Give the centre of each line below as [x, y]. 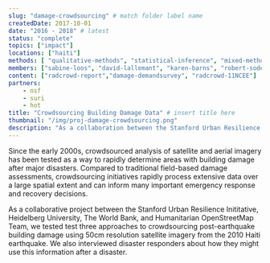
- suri [34, 98]
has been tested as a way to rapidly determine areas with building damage [131, 159]
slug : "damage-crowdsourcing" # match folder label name [106, 16]
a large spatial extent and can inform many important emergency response [132, 185]
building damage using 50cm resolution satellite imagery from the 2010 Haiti [135, 235]
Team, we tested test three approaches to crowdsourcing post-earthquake [132, 226]
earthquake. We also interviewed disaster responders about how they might [134, 243]
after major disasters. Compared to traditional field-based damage [118, 168]
